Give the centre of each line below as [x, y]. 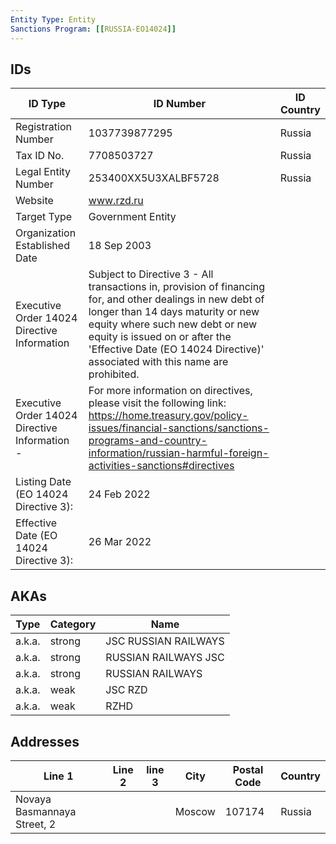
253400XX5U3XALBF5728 [154, 178]
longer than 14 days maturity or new [174, 312]
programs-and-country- [148, 441]
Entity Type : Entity [53, 19]
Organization [46, 233]
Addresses [45, 741]
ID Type [47, 104]
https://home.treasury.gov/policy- [168, 416]
